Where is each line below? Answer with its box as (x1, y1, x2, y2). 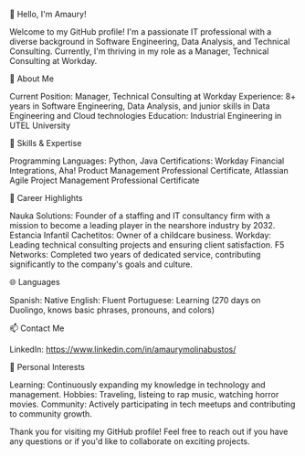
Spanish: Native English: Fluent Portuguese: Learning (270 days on (9, 295, 261, 305)
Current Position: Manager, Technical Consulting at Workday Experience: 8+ (9, 91, 297, 101)
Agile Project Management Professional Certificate (9, 175, 200, 186)
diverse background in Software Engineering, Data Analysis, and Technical (9, 37, 290, 47)
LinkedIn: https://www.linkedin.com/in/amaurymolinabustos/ (9, 344, 237, 355)
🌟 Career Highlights (9, 193, 83, 203)
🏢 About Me (9, 73, 55, 84)
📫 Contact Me (9, 323, 65, 334)
